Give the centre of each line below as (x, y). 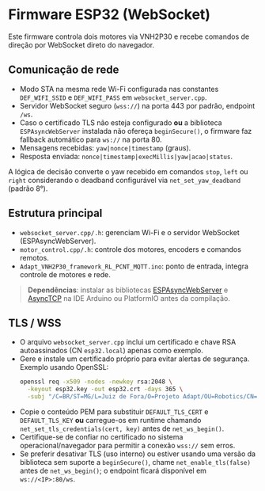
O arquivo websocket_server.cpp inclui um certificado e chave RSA (128, 342)
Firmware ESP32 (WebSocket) (110, 15)
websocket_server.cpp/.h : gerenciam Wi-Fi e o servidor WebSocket (129, 232)
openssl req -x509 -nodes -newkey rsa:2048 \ (96, 382)
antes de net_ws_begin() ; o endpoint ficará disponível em (113, 470)
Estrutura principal (55, 213)
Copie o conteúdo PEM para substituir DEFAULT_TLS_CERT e (114, 412)
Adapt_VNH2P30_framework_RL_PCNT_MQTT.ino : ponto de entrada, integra (134, 266)
